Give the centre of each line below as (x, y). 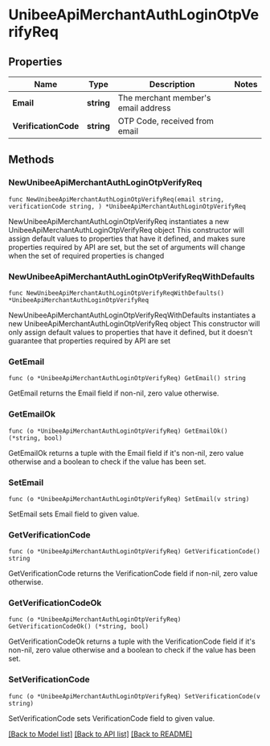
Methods (31, 160)
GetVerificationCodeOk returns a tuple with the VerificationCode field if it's (132, 641)
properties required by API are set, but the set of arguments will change (127, 247)
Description (172, 84)
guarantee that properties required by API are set (90, 341)
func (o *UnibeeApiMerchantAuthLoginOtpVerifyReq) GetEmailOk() (118, 431)
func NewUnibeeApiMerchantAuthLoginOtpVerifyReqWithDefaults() (117, 293)
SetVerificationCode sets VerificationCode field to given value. (112, 718)
